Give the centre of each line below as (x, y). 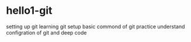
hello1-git (29, 11)
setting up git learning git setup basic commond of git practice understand (95, 26)
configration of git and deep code (46, 32)
